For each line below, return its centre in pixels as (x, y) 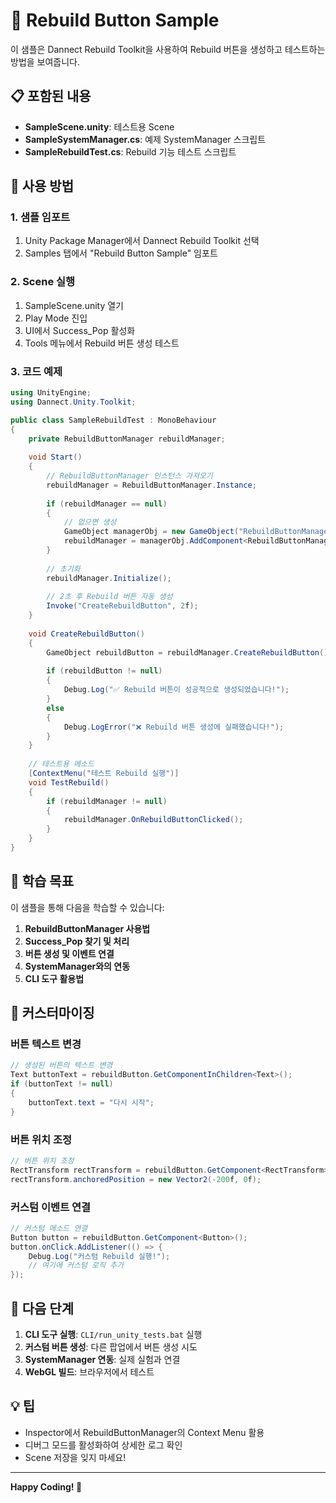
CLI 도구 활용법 (54, 978)
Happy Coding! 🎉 (46, 1486)
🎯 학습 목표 (42, 881)
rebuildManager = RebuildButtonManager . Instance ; (151, 485)
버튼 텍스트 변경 (46, 1044)
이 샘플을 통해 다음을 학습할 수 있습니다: (87, 907)
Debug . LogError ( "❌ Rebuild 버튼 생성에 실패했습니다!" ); (174, 727)
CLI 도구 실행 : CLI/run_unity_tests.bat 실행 (113, 1334)
